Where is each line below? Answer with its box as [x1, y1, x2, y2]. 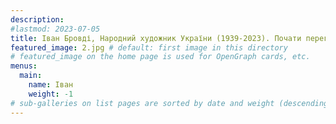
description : [10, 14, 65, 25]
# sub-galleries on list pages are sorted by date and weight [10, 98, 275, 108]
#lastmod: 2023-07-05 [10, 24, 101, 34]
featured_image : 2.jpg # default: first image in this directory [10, 42, 288, 53]
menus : [10, 61, 38, 71]
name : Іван [28, 80, 74, 90]
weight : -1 [28, 89, 74, 99]
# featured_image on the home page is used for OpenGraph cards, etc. [10, 52, 311, 62]
